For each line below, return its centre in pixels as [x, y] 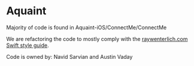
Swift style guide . [28, 45]
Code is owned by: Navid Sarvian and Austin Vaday [69, 56]
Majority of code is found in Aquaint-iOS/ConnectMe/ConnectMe [87, 27]
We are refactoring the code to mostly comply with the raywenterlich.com [97, 39]
